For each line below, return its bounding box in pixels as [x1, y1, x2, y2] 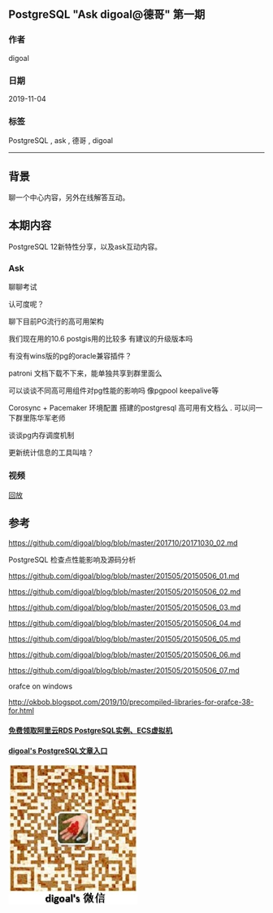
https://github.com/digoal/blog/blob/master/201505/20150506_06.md [8, 650, 241, 660]
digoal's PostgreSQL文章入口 [8, 746, 108, 755]
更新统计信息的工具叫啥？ [8, 448, 94, 458]
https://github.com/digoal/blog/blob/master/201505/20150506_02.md [8, 587, 241, 597]
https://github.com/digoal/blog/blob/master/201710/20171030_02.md [8, 538, 238, 548]
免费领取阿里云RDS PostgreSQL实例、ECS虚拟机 [8, 725, 173, 735]
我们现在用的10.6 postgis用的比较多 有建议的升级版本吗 [8, 334, 193, 344]
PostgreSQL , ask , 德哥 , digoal [8, 136, 114, 146]
